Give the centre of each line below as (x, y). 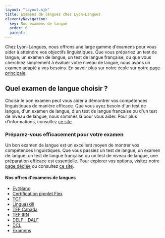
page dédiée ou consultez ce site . (40, 166)
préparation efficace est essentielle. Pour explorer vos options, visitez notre (82, 161)
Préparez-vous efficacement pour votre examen (64, 134)
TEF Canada (25, 210)
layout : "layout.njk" (27, 10)
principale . (16, 73)
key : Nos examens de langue (39, 24)
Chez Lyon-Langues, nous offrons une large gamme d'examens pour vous (81, 47)
